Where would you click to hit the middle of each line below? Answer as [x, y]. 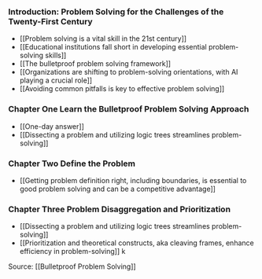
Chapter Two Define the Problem [72, 163]
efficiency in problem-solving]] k [72, 251]
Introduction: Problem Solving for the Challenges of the [116, 12]
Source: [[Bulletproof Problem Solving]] [72, 266]
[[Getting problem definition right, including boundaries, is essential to [133, 180]
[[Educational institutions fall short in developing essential [113, 47]
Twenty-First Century [50, 21]
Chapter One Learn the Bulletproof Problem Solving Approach [129, 109]
